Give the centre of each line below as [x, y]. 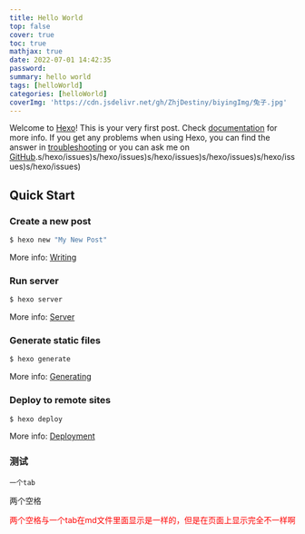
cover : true [32, 35]
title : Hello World [46, 18]
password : [28, 69]
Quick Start [42, 195]
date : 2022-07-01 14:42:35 [60, 60]
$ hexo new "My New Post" [58, 240]
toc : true [28, 43]
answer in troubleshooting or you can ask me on [100, 147]
